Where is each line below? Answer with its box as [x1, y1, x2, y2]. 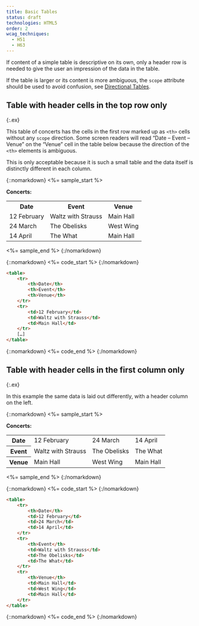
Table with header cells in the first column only [6, 365, 185, 375]
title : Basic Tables [6, 8, 58, 15]
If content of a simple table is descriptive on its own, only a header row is [6, 58, 187, 66]
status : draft [6, 14, 42, 20]
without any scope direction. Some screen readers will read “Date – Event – [6, 134, 191, 141]
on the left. [6, 399, 33, 406]
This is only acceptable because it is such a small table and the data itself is [6, 158, 194, 165]
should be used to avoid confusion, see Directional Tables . [6, 83, 151, 90]
